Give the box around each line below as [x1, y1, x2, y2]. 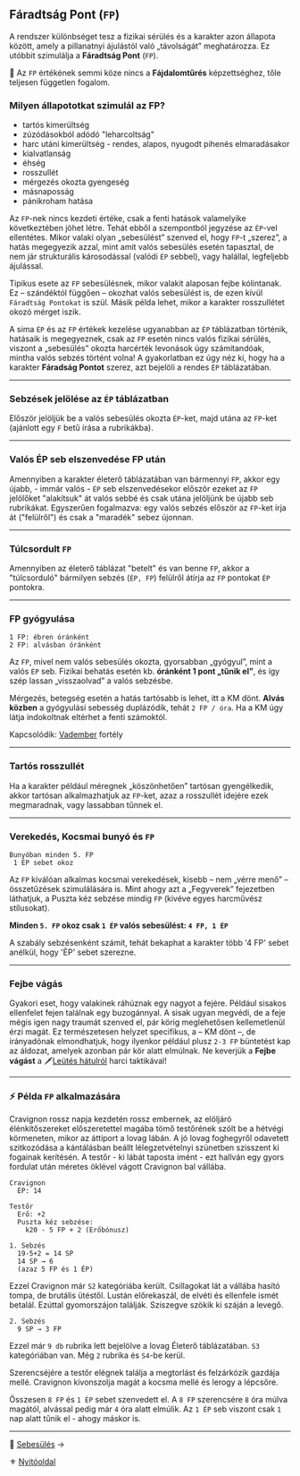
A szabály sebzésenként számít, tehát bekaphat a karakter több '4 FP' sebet [9, 937, 289, 948]
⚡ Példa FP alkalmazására [9, 1090, 121, 1103]
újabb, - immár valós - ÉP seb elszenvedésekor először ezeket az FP [9, 483, 259, 493]
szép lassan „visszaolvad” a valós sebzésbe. [9, 675, 174, 686]
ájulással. [9, 261, 44, 271]
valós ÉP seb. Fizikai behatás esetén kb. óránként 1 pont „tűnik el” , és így [9, 666, 280, 677]
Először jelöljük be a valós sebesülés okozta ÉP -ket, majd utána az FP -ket [9, 413, 278, 424]
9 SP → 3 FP [17, 1325, 62, 1334]
